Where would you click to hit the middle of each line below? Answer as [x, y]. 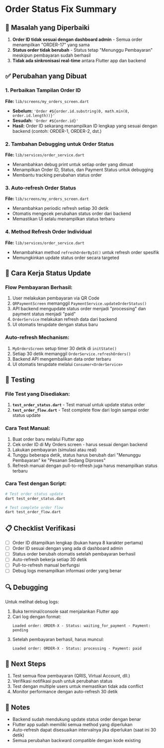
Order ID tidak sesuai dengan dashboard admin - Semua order [77, 39]
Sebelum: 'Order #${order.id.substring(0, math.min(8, [71, 111]
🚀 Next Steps [26, 664]
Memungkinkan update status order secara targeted [66, 258]
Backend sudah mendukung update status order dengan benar [77, 719]
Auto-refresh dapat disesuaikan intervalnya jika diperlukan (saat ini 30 [84, 730]
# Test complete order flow [34, 508]
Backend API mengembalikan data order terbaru [62, 359]
